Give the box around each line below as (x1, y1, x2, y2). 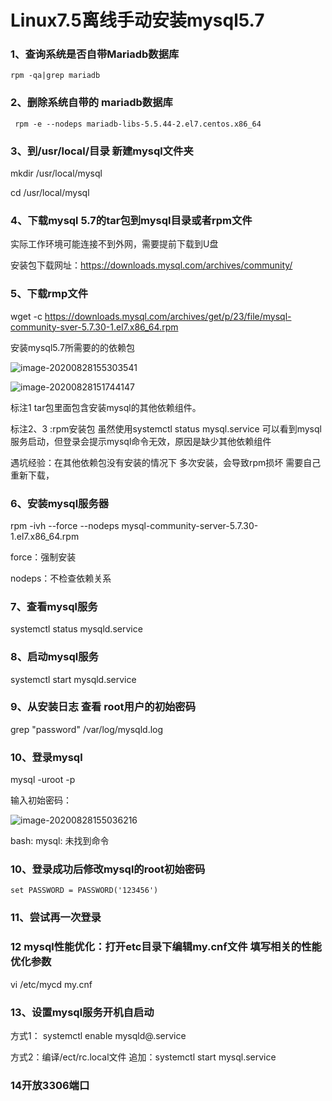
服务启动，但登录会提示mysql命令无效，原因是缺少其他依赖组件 (10, 435, 272, 447)
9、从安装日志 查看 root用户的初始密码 (10, 700, 197, 714)
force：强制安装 (10, 551, 77, 563)
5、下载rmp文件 (10, 287, 88, 301)
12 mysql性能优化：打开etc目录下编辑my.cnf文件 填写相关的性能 (10, 940, 322, 954)
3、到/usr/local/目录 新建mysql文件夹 (10, 144, 194, 158)
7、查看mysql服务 (10, 599, 98, 613)
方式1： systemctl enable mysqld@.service (10, 1029, 187, 1041)
